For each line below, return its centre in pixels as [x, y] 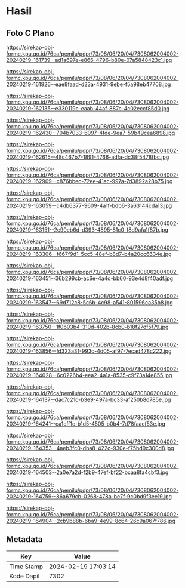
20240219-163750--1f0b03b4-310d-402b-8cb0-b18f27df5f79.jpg [87, 327]
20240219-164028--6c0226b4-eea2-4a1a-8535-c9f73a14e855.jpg [89, 375]
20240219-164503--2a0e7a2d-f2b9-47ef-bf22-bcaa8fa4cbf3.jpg [87, 472]
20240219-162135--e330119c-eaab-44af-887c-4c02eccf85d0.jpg [88, 108]
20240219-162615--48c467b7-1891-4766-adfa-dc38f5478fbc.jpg [88, 157]
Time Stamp [26, 567]
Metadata [24, 539]
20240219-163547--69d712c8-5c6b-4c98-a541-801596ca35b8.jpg [90, 302]
